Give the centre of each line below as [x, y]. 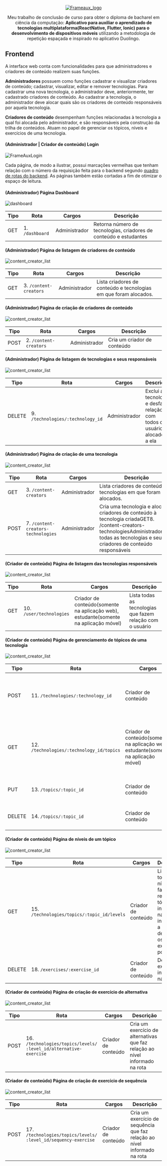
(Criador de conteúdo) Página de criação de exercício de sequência [76, 1081]
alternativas [144, 1036]
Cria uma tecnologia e [125, 507]
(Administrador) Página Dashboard [42, 192]
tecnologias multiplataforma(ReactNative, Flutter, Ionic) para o [83, 28]
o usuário [140, 627]
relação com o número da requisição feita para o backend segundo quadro [82, 171]
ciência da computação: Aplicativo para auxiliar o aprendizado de [83, 23]
